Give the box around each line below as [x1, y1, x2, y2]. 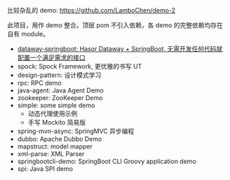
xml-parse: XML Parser [17, 150, 85, 158]
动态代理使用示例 [27, 109, 78, 118]
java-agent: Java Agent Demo [17, 86, 104, 95]
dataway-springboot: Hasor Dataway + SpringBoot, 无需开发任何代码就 [17, 45, 223, 53]
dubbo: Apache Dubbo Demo [17, 135, 102, 143]
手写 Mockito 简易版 [27, 118, 86, 126]
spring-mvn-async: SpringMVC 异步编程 [17, 127, 135, 135]
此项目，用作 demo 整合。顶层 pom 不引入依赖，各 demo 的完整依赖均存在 [7, 21, 223, 29]
